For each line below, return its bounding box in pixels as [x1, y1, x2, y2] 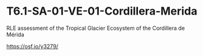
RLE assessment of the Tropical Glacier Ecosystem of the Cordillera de [6, 24, 185, 32]
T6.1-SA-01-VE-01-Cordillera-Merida [6, 4, 197, 18]
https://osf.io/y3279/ [6, 43, 59, 50]
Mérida [6, 30, 25, 38]
